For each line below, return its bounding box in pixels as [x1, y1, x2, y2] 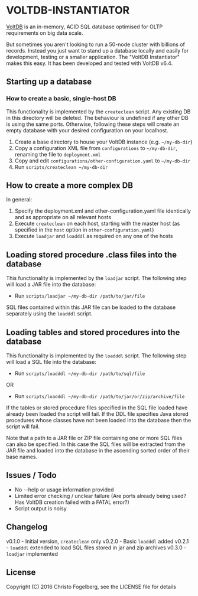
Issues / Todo [6, 470, 57, 480]
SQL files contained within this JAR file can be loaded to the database [6, 304, 176, 311]
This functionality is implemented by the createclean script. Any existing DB [6, 108, 191, 115]
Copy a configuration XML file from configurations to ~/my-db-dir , [14, 144, 177, 151]
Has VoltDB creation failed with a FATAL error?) [14, 499, 130, 506]
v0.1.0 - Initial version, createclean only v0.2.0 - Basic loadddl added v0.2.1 [6, 538, 189, 545]
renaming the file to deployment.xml [14, 151, 101, 158]
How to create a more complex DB [6, 181, 134, 191]
